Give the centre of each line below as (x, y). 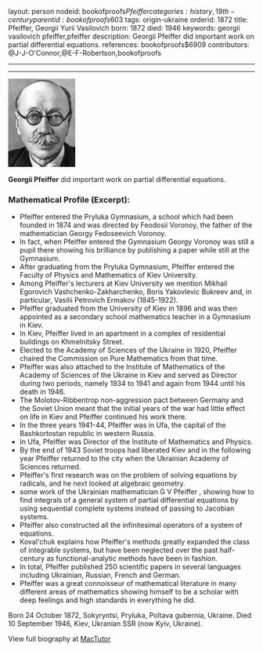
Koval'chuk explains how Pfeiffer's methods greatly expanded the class (135, 542)
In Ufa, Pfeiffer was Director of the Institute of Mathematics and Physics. (136, 442)
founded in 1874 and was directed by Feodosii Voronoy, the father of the (136, 225)
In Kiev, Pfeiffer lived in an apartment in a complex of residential (122, 333)
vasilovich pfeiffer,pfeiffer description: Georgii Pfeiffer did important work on (131, 36)
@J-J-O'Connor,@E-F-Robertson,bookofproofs (85, 53)
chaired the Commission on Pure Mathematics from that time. (118, 358)
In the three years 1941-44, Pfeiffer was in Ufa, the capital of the (122, 425)
